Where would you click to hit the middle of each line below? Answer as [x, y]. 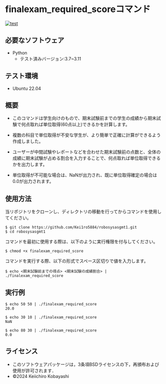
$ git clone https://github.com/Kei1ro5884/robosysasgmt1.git [71, 227]
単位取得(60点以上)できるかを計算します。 [86, 124]
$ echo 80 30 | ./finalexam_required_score [51, 330]
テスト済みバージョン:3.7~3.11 [50, 58]
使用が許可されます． [34, 370]
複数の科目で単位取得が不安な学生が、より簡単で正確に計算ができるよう [86, 135]
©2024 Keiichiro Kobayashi [41, 376]
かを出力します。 [30, 164]
